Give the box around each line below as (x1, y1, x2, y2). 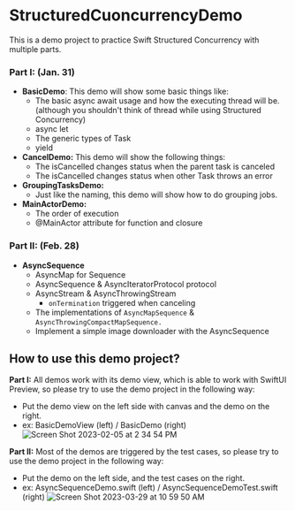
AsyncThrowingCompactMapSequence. (34, 317, 163, 327)
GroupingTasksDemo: (21, 180, 104, 191)
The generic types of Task (34, 133, 132, 144)
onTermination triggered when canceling (48, 297, 196, 308)
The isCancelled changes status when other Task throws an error (34, 171, 274, 181)
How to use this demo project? (9, 351, 180, 366)
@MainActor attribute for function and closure (34, 217, 203, 228)
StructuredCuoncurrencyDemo (9, 5, 243, 26)
